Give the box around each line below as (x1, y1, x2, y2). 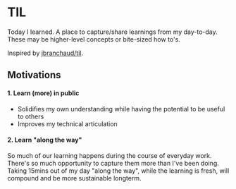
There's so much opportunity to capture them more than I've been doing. (7, 159, 220, 167)
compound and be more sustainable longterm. (7, 173, 142, 182)
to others (17, 112, 44, 121)
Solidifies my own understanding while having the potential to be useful (17, 104, 225, 113)
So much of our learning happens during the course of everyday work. (7, 151, 212, 159)
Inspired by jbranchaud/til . (7, 49, 84, 57)
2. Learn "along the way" (7, 135, 82, 145)
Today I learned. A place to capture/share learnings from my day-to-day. (7, 28, 218, 36)
